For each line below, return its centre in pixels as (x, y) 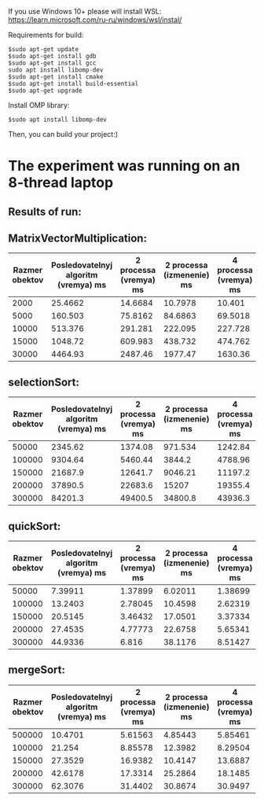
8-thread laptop (61, 183)
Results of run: (45, 212)
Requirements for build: (46, 35)
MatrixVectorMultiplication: (78, 238)
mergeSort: (37, 670)
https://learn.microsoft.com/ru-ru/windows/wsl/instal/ (95, 20)
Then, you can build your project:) (63, 134)
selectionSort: (44, 382)
